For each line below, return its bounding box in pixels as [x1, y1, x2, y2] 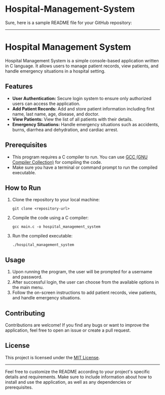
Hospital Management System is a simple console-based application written [5, 57, 159, 63]
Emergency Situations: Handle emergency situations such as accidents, [12, 121, 160, 127]
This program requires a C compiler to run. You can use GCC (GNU [12, 154, 148, 160]
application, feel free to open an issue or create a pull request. [5, 327, 131, 333]
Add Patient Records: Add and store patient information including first [12, 105, 155, 111]
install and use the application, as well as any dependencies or [5, 379, 132, 385]
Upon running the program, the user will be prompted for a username [12, 269, 152, 275]
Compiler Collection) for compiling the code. [12, 159, 102, 165]
